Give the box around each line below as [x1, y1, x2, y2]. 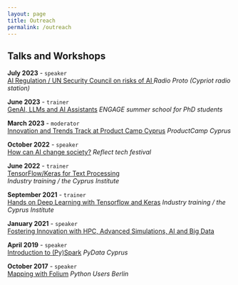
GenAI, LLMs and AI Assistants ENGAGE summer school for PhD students [7, 105, 223, 114]
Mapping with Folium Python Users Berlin [7, 269, 129, 278]
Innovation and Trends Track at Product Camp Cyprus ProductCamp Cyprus [7, 127, 232, 135]
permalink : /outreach [7, 23, 72, 31]
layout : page [7, 10, 46, 18]
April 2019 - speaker [7, 241, 68, 249]
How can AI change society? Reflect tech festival [7, 148, 152, 156]
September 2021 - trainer [7, 190, 87, 199]
